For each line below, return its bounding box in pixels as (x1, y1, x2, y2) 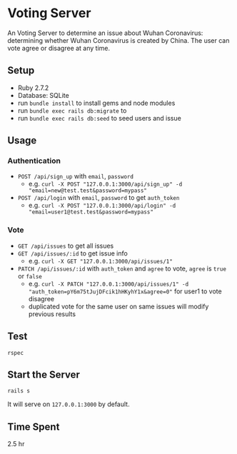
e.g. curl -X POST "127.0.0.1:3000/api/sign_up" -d (28, 180, 183, 188)
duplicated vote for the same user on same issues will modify (28, 302, 209, 311)
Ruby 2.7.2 (17, 84, 49, 92)
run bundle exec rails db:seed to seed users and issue (17, 113, 182, 122)
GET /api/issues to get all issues (17, 241, 114, 250)
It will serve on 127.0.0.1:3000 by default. (7, 400, 130, 408)
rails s (7, 388, 31, 395)
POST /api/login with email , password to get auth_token (17, 193, 180, 202)
